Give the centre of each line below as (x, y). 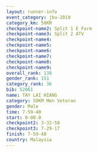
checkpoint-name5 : (29, 45)
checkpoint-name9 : (29, 67)
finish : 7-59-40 (26, 134)
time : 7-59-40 (24, 112)
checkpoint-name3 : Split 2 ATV (45, 34)
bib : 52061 (20, 90)
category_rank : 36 (29, 84)
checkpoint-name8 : (29, 62)
